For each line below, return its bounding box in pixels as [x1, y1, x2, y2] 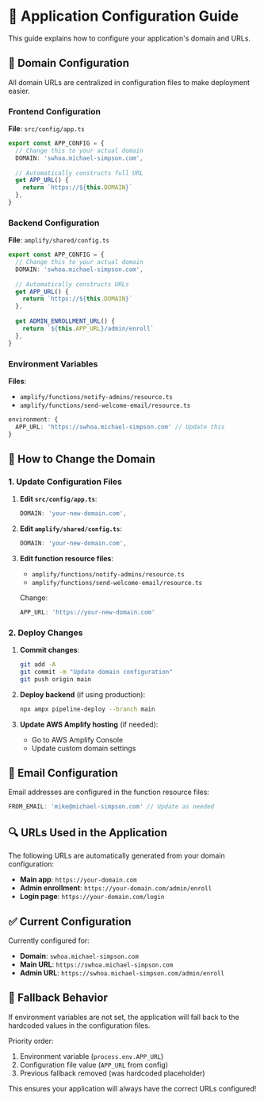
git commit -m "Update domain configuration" [19, 668, 173, 676]
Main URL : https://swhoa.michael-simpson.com [19, 959, 174, 969]
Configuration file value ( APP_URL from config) [19, 1060, 169, 1069]
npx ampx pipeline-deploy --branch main [19, 705, 155, 713]
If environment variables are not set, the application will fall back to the [8, 1012, 239, 1022]
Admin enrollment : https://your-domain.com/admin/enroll [19, 883, 212, 893]
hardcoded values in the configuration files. [8, 1021, 151, 1030]
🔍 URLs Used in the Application [8, 826, 168, 839]
